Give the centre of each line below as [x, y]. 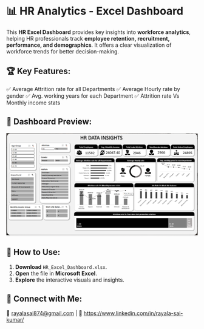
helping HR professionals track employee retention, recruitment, [88, 38]
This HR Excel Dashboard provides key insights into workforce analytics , [99, 32]
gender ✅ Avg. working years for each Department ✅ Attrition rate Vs [93, 96]
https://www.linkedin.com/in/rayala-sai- [133, 313]
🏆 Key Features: [39, 71]
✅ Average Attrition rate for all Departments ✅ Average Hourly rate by [93, 89]
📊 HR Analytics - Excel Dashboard [95, 11]
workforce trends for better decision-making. [63, 51]
